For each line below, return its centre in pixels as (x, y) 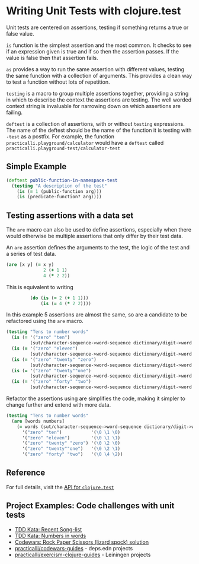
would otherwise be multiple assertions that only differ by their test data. (95, 236)
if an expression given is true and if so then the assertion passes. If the (93, 51)
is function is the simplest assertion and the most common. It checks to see (99, 45)
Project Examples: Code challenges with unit (90, 506)
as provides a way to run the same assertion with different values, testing (95, 69)
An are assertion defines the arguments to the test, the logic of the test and (98, 248)
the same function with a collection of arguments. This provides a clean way (99, 75)
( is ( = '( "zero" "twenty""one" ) (52, 370)
